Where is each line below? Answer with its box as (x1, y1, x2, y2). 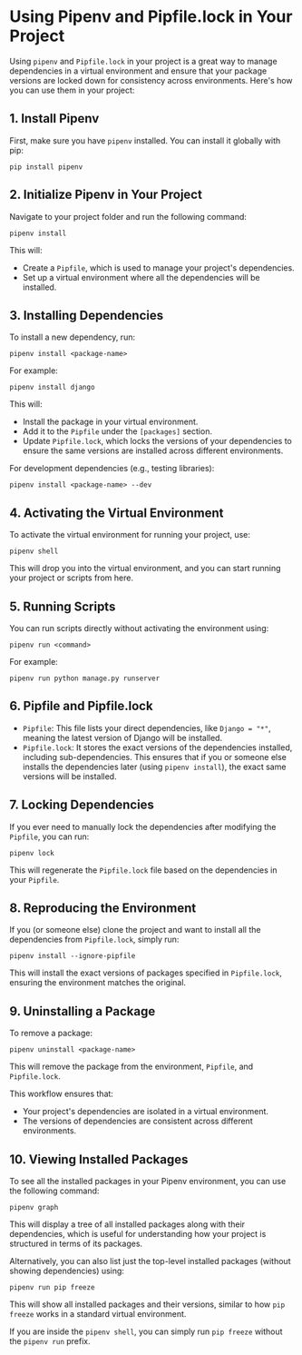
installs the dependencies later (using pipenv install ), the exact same (22, 761, 287, 772)
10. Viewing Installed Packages (9, 1152, 189, 1167)
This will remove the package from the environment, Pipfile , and (9, 1061, 254, 1073)
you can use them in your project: (9, 84, 135, 95)
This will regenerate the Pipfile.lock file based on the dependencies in (9, 865, 278, 875)
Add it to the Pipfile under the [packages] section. (22, 426, 213, 437)
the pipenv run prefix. (9, 1336, 91, 1347)
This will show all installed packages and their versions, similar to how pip (9, 1299, 286, 1310)
